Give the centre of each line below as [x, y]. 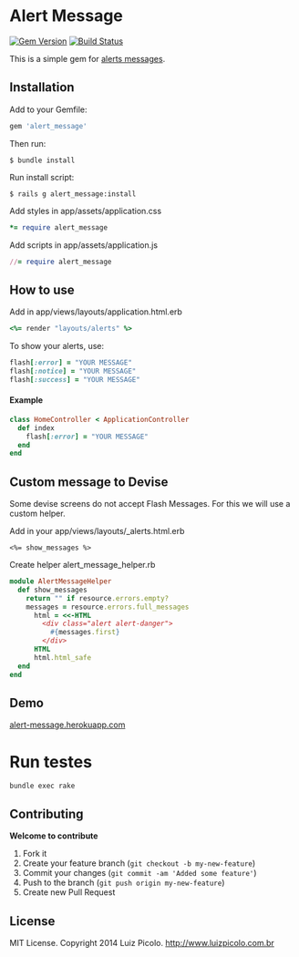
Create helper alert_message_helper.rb [82, 565]
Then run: [28, 143]
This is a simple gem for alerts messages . [88, 58]
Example [26, 400]
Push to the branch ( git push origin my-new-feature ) [124, 883]
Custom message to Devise [89, 482]
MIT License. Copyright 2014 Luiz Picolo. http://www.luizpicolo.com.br [142, 942]
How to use [42, 289]
